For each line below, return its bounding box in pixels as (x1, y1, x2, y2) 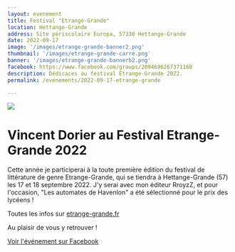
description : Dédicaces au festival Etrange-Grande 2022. (7, 70, 183, 77)
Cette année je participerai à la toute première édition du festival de (7, 165, 205, 174)
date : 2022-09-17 (7, 37, 59, 44)
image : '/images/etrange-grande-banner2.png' (7, 43, 145, 51)
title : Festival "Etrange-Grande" (7, 17, 110, 24)
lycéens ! (7, 196, 34, 204)
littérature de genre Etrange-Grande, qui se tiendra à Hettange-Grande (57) (7, 173, 229, 182)
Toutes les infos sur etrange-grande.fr (7, 209, 120, 218)
